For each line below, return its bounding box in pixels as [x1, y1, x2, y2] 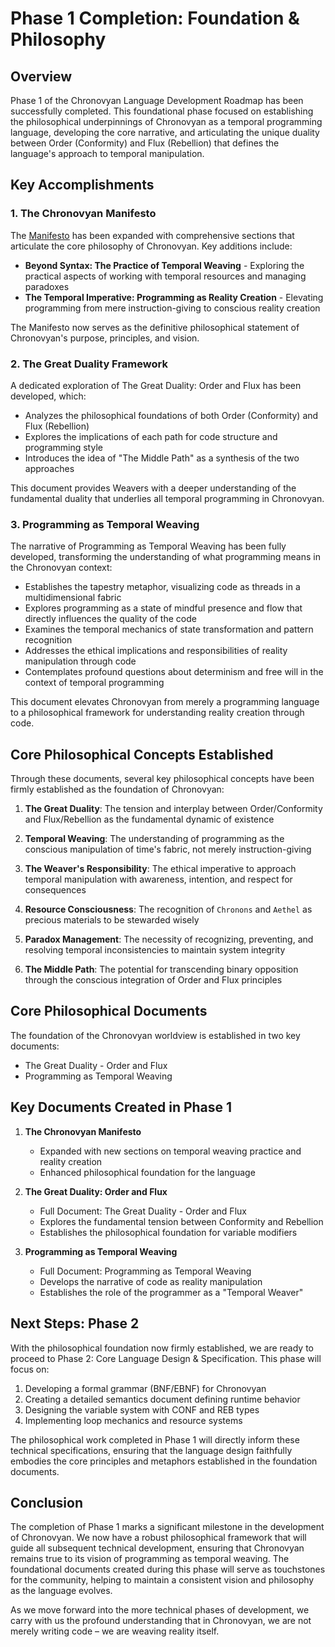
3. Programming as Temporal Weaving [10, 517, 200, 531]
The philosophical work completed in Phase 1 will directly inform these [10, 1433, 300, 1446]
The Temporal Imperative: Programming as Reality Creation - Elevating [24, 291, 324, 303]
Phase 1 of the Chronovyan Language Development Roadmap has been [10, 95, 304, 106]
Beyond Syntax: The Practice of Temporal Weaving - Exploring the [24, 259, 305, 271]
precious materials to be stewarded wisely [24, 914, 200, 926]
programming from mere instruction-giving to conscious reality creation [24, 302, 321, 314]
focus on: [10, 1363, 50, 1375]
